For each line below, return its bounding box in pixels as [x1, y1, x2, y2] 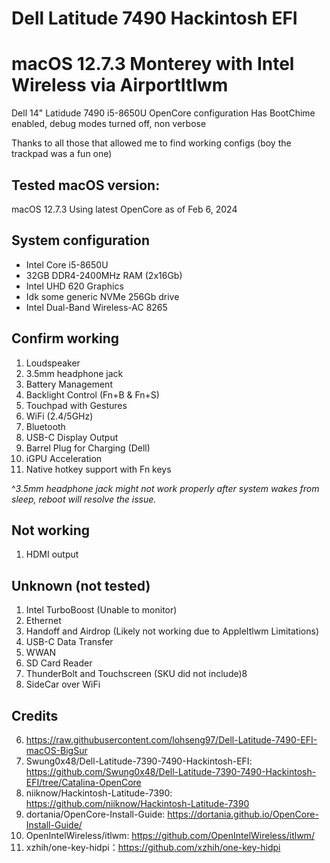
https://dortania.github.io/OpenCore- [167, 808, 319, 820]
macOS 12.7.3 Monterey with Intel [11, 53, 295, 76]
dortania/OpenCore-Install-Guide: [25, 808, 166, 820]
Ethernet [25, 615, 62, 627]
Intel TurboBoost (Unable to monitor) [25, 604, 178, 616]
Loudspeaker [25, 357, 81, 369]
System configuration [11, 232, 150, 249]
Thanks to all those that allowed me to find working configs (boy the [11, 137, 292, 149]
